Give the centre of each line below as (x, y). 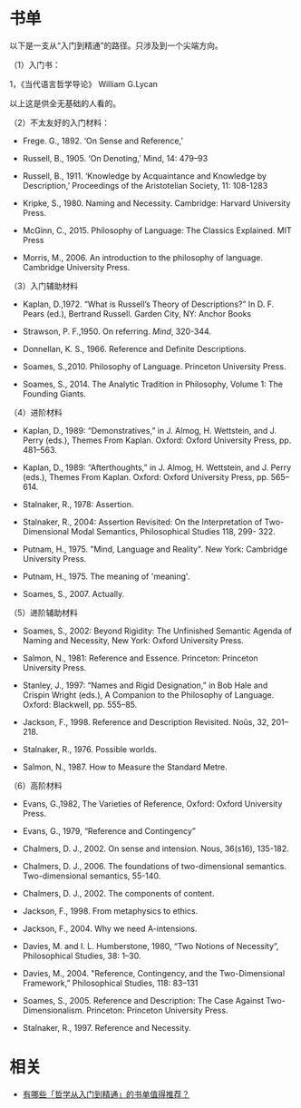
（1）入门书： (35, 64)
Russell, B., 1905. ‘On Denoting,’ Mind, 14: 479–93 (115, 158)
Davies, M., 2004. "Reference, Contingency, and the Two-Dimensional (154, 973)
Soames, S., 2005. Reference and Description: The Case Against (143, 1000)
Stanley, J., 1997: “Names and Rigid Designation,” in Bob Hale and (145, 685)
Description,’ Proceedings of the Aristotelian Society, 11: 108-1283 (145, 185)
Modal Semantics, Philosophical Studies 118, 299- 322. (174, 531)
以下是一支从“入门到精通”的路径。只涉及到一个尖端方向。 (117, 45)
